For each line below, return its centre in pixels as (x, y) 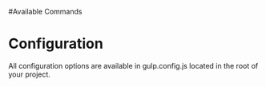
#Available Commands (45, 12)
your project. (29, 74)
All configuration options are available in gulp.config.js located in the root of (133, 65)
